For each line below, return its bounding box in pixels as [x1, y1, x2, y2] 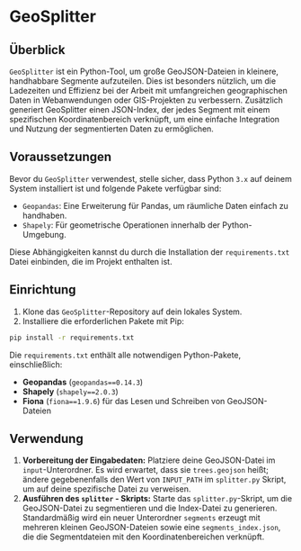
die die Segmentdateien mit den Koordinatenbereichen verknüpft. [22, 531, 265, 542]
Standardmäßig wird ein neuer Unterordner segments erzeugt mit [22, 512, 261, 523]
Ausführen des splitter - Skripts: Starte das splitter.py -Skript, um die [22, 493, 293, 504]
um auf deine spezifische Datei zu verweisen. [22, 483, 191, 494]
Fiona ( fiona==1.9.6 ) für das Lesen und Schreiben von [22, 395, 226, 406]
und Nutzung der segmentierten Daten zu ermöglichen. [9, 123, 214, 134]
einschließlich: [9, 358, 63, 370]
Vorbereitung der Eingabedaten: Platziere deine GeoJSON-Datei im [22, 455, 276, 465]
